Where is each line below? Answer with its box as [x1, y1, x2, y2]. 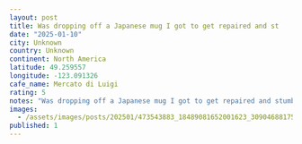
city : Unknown [9, 38, 63, 47]
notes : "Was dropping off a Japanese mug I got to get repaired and [9, 96, 271, 106]
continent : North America [9, 55, 106, 64]
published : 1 [9, 122, 58, 131]
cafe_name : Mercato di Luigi [9, 80, 119, 89]
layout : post [9, 13, 58, 22]
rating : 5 [9, 88, 47, 97]
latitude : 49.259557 [9, 64, 87, 72]
